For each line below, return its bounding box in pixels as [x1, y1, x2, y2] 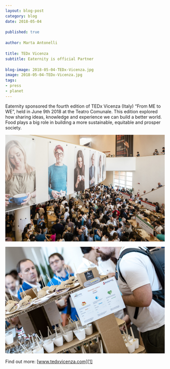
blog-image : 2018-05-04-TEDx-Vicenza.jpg [5, 67, 94, 72]
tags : [5, 78, 17, 83]
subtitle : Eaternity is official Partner [5, 56, 94, 61]
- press [5, 83, 22, 88]
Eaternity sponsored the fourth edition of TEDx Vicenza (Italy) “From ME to [5, 103, 161, 109]
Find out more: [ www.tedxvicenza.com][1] [5, 358, 93, 365]
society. [5, 124, 22, 130]
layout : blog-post [5, 8, 44, 13]
